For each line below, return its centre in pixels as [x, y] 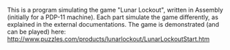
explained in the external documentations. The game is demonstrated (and [113, 24]
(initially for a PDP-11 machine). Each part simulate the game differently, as [113, 17]
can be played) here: [37, 32]
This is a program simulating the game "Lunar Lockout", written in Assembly [115, 10]
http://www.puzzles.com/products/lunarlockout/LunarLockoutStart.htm [108, 39]
